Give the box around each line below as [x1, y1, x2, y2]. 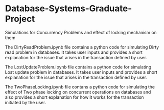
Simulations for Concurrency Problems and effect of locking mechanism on [5, 29, 157, 35]
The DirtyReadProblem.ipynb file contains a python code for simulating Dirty [5, 44, 159, 50]
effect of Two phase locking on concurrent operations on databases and [5, 89, 151, 95]
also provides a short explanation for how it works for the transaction [5, 94, 144, 100]
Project [5, 13, 35, 24]
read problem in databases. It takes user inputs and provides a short [5, 49, 143, 55]
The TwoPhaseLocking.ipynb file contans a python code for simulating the [5, 84, 155, 89]
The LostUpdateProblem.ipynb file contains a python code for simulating [5, 64, 152, 70]
